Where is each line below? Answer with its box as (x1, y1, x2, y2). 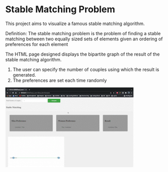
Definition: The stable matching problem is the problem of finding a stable (5, 30, 161, 36)
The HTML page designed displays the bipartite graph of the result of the (5, 51, 160, 57)
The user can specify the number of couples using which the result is (12, 66, 160, 72)
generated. (12, 71, 36, 78)
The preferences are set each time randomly (12, 77, 107, 83)
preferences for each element (5, 41, 68, 47)
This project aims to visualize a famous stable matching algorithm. (5, 20, 145, 27)
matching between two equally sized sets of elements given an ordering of (5, 36, 163, 42)
